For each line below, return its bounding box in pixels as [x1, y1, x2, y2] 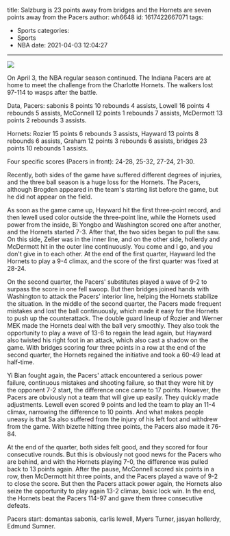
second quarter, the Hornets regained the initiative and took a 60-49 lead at [7, 350, 221, 359]
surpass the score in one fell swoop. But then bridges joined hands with [7, 285, 209, 293]
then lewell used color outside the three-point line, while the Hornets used [7, 213, 216, 221]
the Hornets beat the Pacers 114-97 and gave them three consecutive [7, 494, 203, 502]
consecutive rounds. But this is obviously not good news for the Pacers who [7, 450, 222, 458]
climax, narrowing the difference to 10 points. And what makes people [7, 408, 204, 416]
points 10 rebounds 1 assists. [7, 144, 88, 152]
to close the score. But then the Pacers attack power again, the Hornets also [7, 480, 222, 487]
